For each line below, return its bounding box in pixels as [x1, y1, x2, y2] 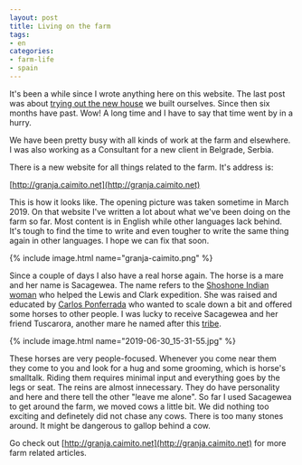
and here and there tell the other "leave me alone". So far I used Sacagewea [9, 391, 292, 402]
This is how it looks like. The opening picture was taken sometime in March [9, 196, 289, 208]
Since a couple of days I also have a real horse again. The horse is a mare [9, 270, 284, 281]
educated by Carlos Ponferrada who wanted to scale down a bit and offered [9, 299, 292, 310]
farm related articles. [9, 447, 88, 458]
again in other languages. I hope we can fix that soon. [9, 235, 210, 246]
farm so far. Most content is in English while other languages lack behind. [9, 216, 283, 227]
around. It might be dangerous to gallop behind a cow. [9, 420, 211, 431]
